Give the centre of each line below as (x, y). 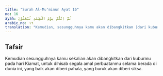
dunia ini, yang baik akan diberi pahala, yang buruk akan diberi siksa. (74, 68)
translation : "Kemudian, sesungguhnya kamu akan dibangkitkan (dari (76, 27)
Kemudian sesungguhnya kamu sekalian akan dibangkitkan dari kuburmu (78, 58)
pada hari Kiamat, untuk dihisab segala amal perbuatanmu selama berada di (81, 63)
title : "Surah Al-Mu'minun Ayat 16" (42, 9)
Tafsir (14, 47)
